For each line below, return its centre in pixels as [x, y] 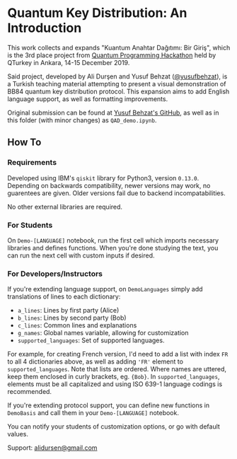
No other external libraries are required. [65, 207]
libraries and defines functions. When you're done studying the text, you [113, 248]
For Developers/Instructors [55, 274]
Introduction [45, 28]
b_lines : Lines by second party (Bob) [72, 318]
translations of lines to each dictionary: [64, 297]
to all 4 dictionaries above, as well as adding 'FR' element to [96, 361]
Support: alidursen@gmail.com [52, 448]
